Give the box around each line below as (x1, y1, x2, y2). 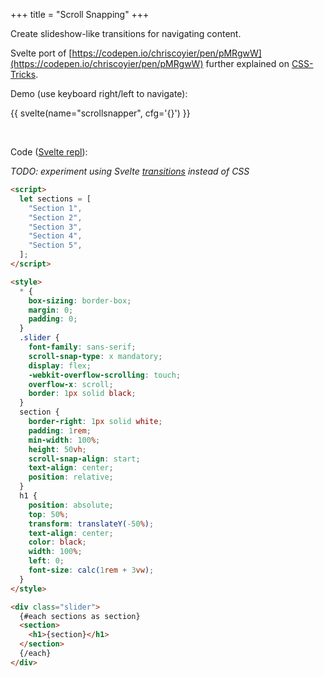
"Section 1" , (28, 203, 83, 213)
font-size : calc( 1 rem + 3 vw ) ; (28, 565, 155, 575)
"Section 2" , (28, 212, 83, 223)
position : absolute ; (28, 500, 114, 510)
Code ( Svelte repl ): (10, 146, 88, 158)
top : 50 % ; (28, 509, 70, 519)
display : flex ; (28, 360, 92, 371)
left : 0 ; (28, 556, 65, 566)
